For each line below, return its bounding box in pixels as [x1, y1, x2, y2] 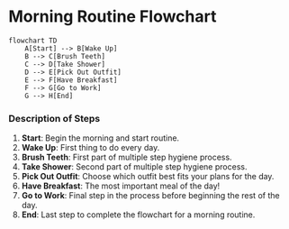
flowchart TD [8, 36, 58, 45]
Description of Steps [8, 112, 101, 124]
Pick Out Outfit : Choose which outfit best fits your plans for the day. [21, 171, 275, 182]
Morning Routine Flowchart [8, 6, 217, 27]
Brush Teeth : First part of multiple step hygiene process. [21, 151, 232, 163]
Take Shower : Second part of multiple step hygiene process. [21, 161, 248, 172]
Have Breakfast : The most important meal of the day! [21, 180, 221, 191]
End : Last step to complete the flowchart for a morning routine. [21, 209, 256, 220]
